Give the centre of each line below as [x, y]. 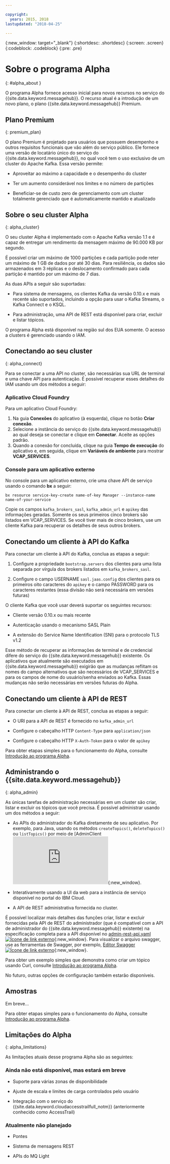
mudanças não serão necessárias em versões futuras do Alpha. [72, 683]
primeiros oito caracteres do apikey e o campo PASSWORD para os [83, 585]
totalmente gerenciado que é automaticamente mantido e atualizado [84, 199]
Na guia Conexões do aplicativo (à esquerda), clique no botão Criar [83, 418]
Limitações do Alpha [38, 1035]
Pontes [20, 1136]
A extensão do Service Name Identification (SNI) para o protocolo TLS [86, 635]
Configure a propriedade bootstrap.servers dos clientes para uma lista [87, 564]
